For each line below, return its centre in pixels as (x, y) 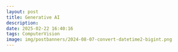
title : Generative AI (33, 17)
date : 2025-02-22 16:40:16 (40, 28)
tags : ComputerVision (33, 34)
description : (22, 23)
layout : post (22, 12)
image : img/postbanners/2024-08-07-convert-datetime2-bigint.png (89, 39)
